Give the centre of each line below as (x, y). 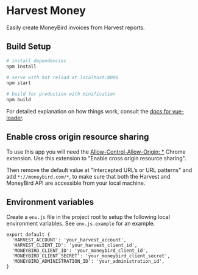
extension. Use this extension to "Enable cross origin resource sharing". (96, 158)
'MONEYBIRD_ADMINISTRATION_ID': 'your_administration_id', (88, 261)
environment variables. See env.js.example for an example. (81, 223)
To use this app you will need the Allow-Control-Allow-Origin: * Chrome (96, 152)
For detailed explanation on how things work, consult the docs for (89, 111)
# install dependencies (37, 61)
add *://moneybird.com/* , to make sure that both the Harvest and (88, 176)
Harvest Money (46, 11)
